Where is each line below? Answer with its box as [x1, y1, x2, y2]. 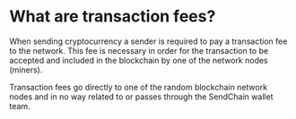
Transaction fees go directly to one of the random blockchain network [9, 81, 267, 92]
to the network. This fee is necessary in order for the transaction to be [9, 45, 269, 55]
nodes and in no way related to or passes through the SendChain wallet [9, 91, 274, 102]
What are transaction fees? [9, 6, 216, 27]
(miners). [9, 64, 43, 75]
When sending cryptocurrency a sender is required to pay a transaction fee [9, 36, 288, 47]
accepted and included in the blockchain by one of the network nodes [9, 55, 269, 65]
